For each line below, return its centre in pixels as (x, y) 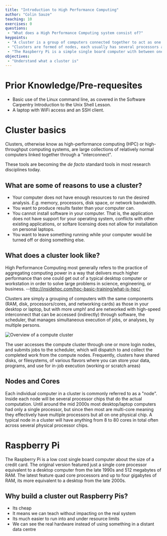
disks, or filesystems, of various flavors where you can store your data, (78, 360)
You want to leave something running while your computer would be (82, 234)
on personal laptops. (33, 229)
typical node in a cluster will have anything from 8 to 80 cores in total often (82, 420)
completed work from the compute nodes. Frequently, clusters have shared (82, 355)
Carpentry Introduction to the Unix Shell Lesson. (62, 105)
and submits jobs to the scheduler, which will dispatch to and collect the (79, 350)
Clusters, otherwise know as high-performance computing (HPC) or (75, 144)
